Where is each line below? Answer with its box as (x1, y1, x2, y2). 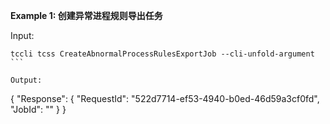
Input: (10, 30, 35, 41)
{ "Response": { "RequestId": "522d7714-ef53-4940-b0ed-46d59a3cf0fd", (10, 93, 320, 104)
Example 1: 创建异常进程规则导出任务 (10, 10, 163, 21)
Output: (10, 75, 43, 85)
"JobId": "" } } (10, 104, 67, 115)
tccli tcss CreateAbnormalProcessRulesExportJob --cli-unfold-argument (10, 49, 315, 59)
